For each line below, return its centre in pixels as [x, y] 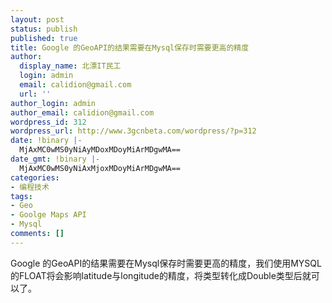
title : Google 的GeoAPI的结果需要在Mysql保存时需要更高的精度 [130, 47]
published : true [44, 38]
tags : [21, 196]
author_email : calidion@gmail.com [82, 112]
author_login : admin [53, 103]
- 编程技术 [30, 187]
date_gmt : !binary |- [55, 159]
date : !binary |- [46, 141]
